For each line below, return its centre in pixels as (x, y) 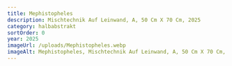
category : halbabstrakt (42, 26)
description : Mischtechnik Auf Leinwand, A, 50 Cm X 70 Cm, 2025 (104, 20)
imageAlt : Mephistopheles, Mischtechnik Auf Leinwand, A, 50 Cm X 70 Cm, (117, 52)
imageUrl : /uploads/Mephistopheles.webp (67, 45)
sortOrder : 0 (26, 33)
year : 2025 (23, 39)
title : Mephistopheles (40, 13)
